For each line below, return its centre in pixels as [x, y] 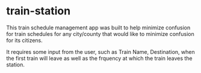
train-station [39, 11]
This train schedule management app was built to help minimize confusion [98, 28]
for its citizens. [25, 40]
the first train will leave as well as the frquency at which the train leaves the [99, 58]
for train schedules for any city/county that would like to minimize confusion [100, 34]
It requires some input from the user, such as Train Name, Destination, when [100, 51]
